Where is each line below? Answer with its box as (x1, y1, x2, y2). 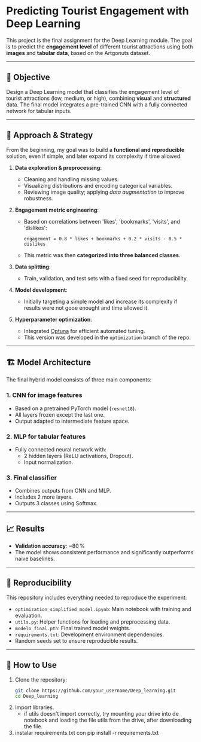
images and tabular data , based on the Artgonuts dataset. (6, 49, 151, 56)
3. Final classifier (6, 474, 57, 482)
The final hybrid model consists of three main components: (6, 376, 152, 383)
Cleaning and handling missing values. (23, 175, 119, 183)
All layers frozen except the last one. (14, 411, 105, 418)
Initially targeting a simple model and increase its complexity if (23, 298, 178, 305)
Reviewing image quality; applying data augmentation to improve (23, 188, 185, 196)
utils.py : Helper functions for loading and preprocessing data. (14, 618, 170, 625)
